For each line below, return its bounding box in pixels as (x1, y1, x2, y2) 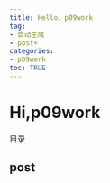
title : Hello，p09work (9, 13, 93, 23)
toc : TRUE (9, 64, 47, 73)
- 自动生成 (9, 30, 45, 39)
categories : (9, 47, 54, 56)
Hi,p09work (9, 103, 101, 123)
